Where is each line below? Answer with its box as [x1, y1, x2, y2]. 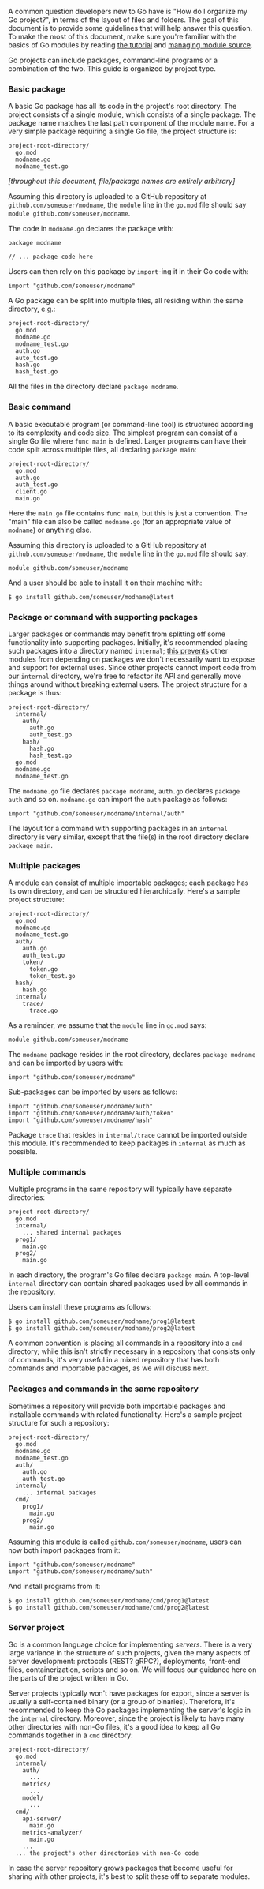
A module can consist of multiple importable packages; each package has [8, 878, 249, 887]
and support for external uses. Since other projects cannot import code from [8, 662, 257, 672]
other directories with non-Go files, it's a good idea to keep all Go [8, 1722, 221, 1732]
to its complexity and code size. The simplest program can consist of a [8, 428, 238, 437]
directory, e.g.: [8, 304, 56, 314]
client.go [15, 487, 47, 496]
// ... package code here [8, 253, 93, 261]
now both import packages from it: [8, 1545, 121, 1554]
